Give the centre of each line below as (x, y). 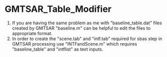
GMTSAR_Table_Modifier (58, 9)
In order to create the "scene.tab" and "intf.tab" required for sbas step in (87, 39)
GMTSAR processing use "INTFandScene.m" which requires (74, 44)
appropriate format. (32, 33)
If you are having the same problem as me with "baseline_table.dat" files (87, 23)
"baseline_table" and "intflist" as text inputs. (58, 49)
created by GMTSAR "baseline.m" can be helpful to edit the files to (81, 28)
